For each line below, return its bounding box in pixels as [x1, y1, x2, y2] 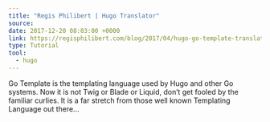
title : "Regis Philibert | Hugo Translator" [8, 11, 160, 20]
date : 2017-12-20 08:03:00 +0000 [8, 26, 121, 35]
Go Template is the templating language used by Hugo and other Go [8, 78, 234, 88]
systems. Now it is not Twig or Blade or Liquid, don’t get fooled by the [8, 87, 239, 96]
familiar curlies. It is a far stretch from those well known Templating [8, 96, 231, 105]
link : [8, 34, 27, 43]
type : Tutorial [8, 42, 59, 50]
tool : [8, 49, 27, 57]
